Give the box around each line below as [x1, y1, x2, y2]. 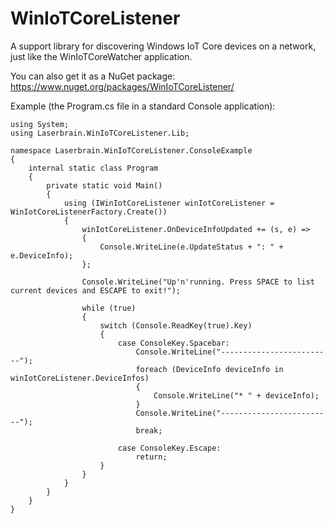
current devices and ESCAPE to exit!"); [10, 285, 182, 296]
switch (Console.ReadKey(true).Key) [99, 320, 253, 331]
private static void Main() [46, 180, 163, 191]
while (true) [81, 303, 137, 313]
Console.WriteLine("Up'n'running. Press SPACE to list [81, 277, 315, 287]
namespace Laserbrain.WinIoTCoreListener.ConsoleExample [10, 145, 253, 156]
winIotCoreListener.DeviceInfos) [10, 373, 150, 383]
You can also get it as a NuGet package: [10, 70, 176, 82]
